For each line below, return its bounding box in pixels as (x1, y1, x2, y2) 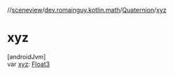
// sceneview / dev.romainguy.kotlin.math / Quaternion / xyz (7, 6, 167, 14)
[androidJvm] (7, 52, 47, 61)
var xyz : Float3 (7, 60, 50, 68)
